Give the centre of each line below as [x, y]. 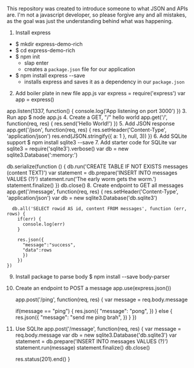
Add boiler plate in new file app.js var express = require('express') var [100, 93]
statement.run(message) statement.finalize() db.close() [83, 348]
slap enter [36, 63]
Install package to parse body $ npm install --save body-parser [93, 277]
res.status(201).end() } [43, 359]
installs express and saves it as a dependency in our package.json [104, 82]
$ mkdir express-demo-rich [49, 44]
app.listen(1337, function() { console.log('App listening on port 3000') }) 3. [97, 111]
